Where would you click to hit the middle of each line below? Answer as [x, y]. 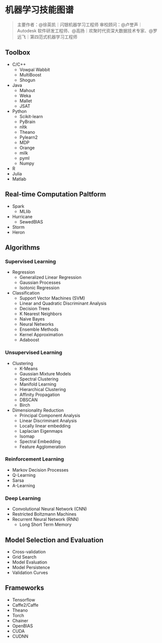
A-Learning [23, 485]
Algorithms [23, 247]
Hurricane [22, 217]
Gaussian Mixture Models [45, 373]
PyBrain [27, 122]
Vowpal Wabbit [35, 70]
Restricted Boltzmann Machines [44, 514]
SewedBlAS [31, 222]
